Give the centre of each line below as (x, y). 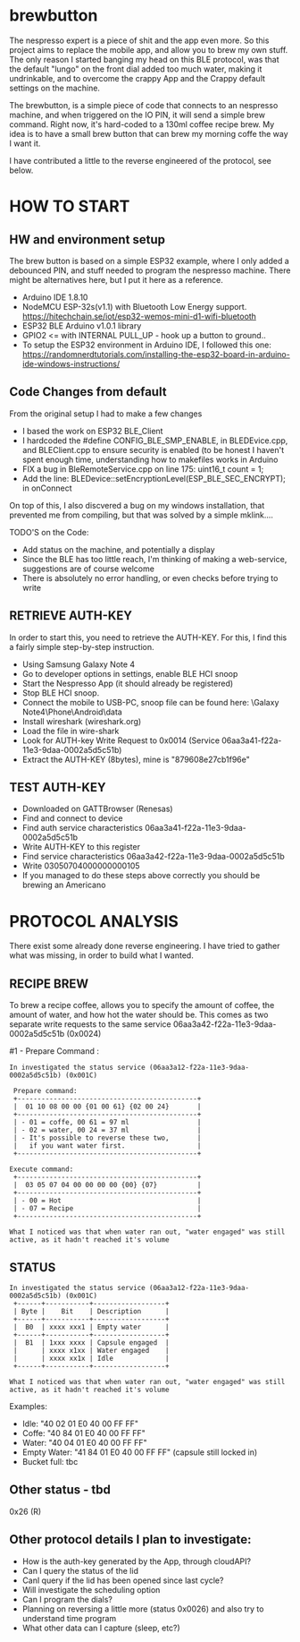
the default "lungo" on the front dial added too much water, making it (136, 69)
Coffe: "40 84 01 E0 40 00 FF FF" (83, 1432)
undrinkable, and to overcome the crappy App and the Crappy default (137, 78)
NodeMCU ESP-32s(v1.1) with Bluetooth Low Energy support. (134, 306)
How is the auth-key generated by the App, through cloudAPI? (137, 1561)
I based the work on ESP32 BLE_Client (92, 431)
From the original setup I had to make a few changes (106, 414)
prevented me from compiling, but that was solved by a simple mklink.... (142, 515)
